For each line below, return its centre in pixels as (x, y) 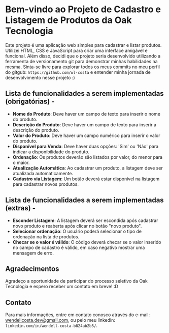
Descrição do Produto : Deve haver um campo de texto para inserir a (84, 124)
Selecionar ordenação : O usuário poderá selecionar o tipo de (77, 231)
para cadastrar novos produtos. (46, 184)
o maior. (21, 162)
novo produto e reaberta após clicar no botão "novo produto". (77, 226)
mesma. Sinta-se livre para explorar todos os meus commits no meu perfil (83, 67)
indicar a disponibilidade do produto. (51, 152)
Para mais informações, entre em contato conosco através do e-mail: (78, 315)
